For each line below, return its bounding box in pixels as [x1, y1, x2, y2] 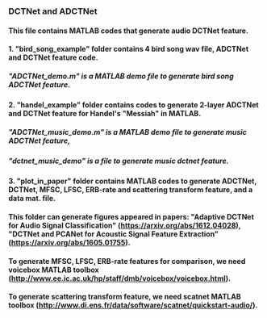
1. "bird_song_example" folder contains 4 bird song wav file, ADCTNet [8, 44, 249, 54]
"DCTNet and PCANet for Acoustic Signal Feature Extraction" [8, 229, 219, 239]
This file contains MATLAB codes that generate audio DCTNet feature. [8, 26, 248, 36]
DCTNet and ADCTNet [8, 6, 98, 17]
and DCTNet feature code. [8, 52, 98, 62]
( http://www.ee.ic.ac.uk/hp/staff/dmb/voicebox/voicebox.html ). [8, 273, 232, 283]
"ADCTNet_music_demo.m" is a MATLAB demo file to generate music [8, 127, 248, 136]
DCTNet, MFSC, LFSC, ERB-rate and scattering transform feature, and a [8, 185, 253, 195]
